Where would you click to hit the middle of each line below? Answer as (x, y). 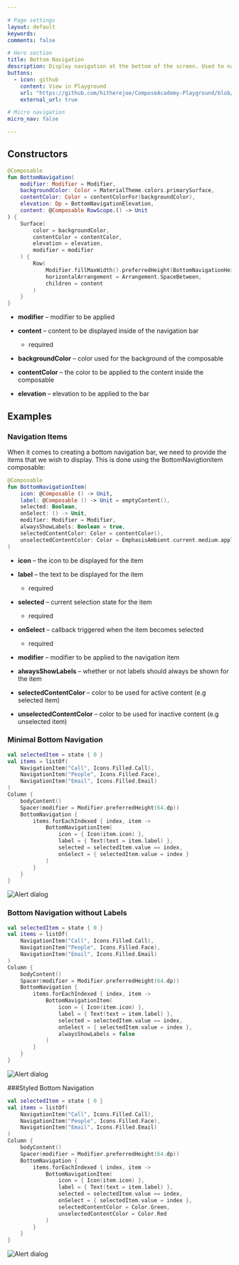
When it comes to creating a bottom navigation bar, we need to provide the (117, 452)
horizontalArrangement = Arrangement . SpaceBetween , (123, 277)
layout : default (31, 27)
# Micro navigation (36, 112)
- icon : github (36, 79)
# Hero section (30, 53)
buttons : (20, 73)
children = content (74, 283)
